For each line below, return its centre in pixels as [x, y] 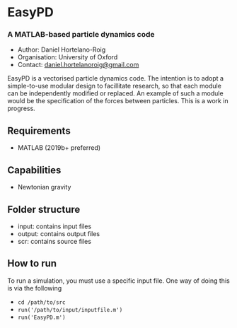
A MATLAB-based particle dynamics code [81, 35]
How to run [32, 263]
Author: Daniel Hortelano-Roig [62, 49]
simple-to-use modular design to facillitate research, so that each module [114, 86]
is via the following [35, 288]
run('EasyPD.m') [41, 317]
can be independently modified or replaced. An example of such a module [116, 93]
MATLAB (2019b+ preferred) [59, 148]
